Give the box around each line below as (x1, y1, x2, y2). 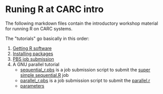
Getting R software (12, 45, 52, 51)
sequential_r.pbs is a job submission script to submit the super (20, 67, 151, 73)
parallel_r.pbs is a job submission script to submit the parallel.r (20, 77, 150, 83)
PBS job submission (12, 56, 54, 62)
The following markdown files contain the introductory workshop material (5, 20, 158, 26)
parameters (20, 82, 45, 89)
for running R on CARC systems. (5, 25, 72, 31)
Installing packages (12, 51, 53, 57)
